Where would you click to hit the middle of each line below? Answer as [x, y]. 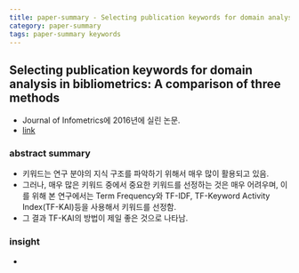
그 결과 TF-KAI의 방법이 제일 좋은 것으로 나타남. [105, 218]
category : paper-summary [55, 26]
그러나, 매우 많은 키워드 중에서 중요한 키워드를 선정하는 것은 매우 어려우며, [150, 185]
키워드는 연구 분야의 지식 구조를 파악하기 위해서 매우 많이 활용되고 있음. [145, 173]
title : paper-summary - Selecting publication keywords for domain [137, 17]
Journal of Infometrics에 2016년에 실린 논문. [101, 120]
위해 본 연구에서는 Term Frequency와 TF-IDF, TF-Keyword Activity [151, 196]
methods [35, 97]
